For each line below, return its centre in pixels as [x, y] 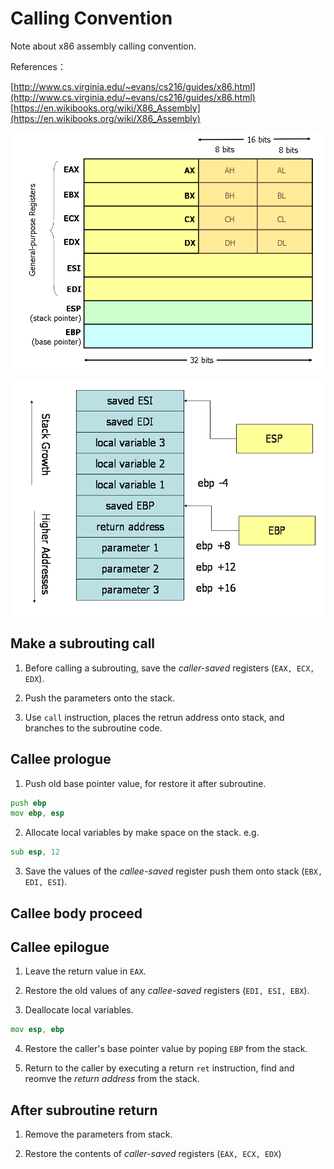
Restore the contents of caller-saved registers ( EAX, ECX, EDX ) [153, 1154]
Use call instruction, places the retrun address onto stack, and [154, 717]
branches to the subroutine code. [93, 728]
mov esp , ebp [37, 1030]
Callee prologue [61, 759]
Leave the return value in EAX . [85, 971]
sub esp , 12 [35, 852]
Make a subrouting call [83, 643]
